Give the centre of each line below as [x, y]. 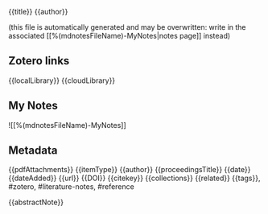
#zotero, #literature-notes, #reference [71, 187]
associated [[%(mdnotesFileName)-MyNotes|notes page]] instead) [120, 36]
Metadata [33, 151]
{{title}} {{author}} [38, 12]
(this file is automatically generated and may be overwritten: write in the [128, 27]
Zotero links [39, 61]
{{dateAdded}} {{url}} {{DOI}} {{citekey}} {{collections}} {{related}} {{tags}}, [134, 178]
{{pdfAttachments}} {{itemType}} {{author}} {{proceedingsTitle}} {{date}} [130, 170]
